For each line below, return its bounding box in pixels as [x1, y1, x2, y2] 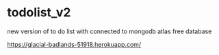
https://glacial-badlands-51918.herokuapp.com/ [7, 40, 142, 48]
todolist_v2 [7, 5, 71, 20]
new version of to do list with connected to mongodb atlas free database [7, 27, 212, 35]
